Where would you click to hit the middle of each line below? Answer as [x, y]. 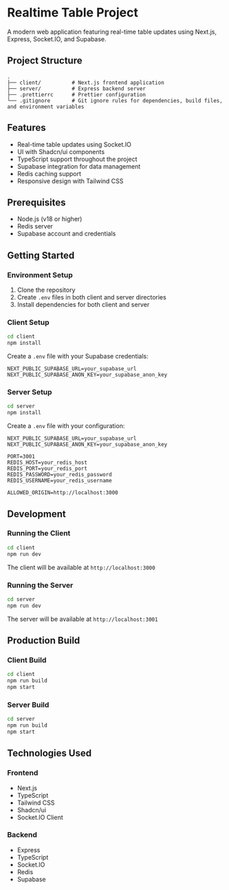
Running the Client [39, 533]
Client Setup [28, 322]
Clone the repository [46, 290]
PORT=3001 [21, 457]
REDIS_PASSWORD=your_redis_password [59, 475]
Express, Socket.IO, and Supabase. [57, 39]
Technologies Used [49, 753]
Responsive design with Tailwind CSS [70, 181]
